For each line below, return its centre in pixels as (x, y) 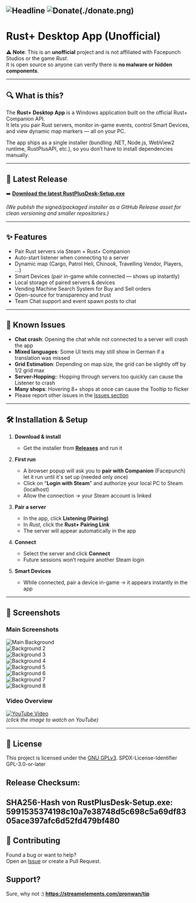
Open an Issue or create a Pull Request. (53, 861)
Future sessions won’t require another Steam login (84, 560)
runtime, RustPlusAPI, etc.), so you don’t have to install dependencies (90, 149)
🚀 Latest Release (37, 179)
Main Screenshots (32, 629)
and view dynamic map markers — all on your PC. (66, 131)
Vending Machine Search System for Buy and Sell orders (83, 288)
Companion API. (26, 119)
